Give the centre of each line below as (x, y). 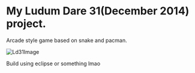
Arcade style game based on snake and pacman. (67, 40)
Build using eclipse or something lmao (53, 63)
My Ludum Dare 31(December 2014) (98, 11)
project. (26, 24)
